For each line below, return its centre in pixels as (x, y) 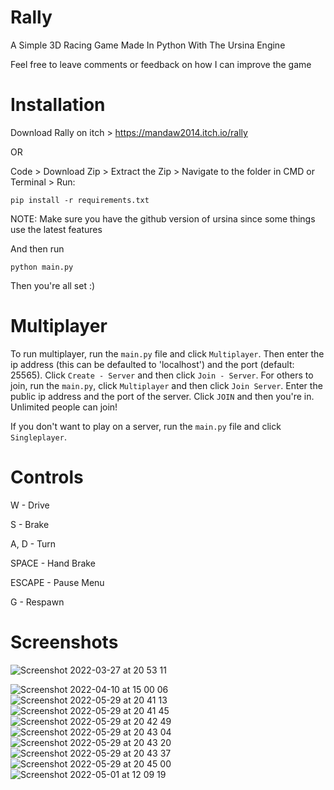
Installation (58, 105)
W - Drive (30, 505)
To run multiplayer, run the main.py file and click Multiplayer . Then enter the (167, 353)
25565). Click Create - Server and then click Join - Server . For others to (162, 375)
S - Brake (30, 524)
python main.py (42, 267)
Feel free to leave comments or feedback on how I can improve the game (161, 64)
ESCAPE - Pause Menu (57, 582)
